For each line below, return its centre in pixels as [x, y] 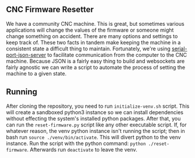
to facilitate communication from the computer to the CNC [117, 54]
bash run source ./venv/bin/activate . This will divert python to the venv [93, 137]
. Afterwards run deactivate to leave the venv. [82, 149]
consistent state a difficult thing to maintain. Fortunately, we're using [88, 49]
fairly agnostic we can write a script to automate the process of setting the [96, 67]
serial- [180, 49]
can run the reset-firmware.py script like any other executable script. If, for [96, 125]
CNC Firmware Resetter [50, 10]
